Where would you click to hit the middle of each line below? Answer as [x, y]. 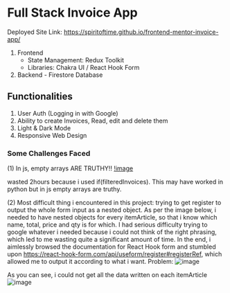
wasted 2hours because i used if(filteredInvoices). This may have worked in [115, 182]
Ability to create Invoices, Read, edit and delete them [92, 121]
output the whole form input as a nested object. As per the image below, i [112, 210]
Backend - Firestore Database [60, 75]
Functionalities [40, 97]
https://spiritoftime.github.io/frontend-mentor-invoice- [141, 32]
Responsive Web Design [52, 135]
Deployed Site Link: [35, 32]
